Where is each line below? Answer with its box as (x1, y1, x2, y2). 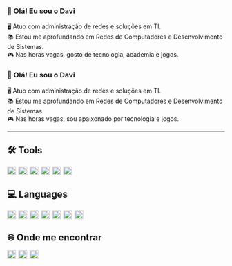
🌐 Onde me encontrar (7, 231, 102, 243)
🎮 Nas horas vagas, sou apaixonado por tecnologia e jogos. (7, 114, 180, 123)
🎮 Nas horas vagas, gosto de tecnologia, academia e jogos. (7, 50, 179, 59)
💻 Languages (7, 188, 68, 200)
